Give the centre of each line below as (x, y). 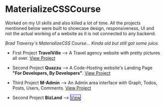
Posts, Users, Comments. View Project (52, 88)
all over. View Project (34, 58)
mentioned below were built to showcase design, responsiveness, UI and (80, 28)
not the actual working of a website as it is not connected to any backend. (81, 33)
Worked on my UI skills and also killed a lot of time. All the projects (73, 23)
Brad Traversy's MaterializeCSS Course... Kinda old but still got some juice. (82, 43)
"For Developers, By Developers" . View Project (61, 73)
